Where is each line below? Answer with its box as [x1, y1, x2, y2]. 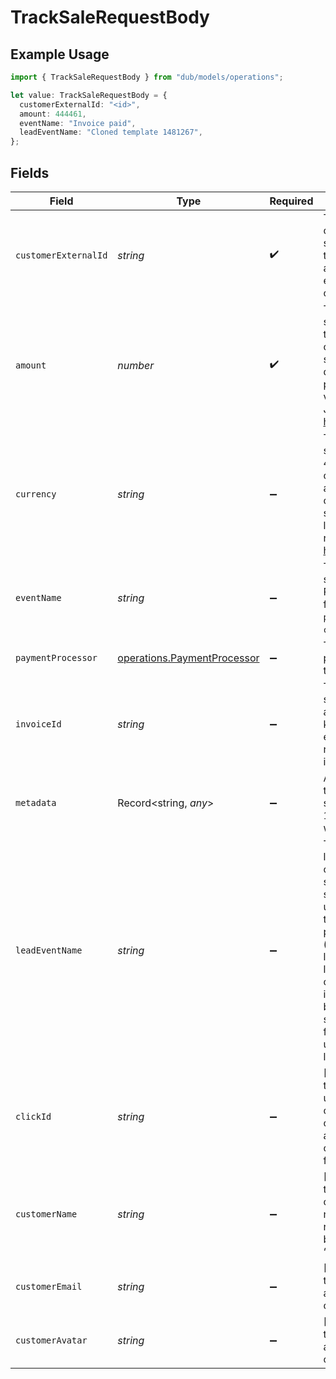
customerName [15, 1208, 78, 1220]
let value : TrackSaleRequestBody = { [10, 90, 168, 100]
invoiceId [15, 718, 62, 730]
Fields [10, 164, 50, 181]
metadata [15, 797, 57, 808]
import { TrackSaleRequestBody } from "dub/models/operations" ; [10, 72, 284, 82]
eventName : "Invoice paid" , [19, 118, 137, 128]
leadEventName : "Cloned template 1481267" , [19, 127, 203, 138]
